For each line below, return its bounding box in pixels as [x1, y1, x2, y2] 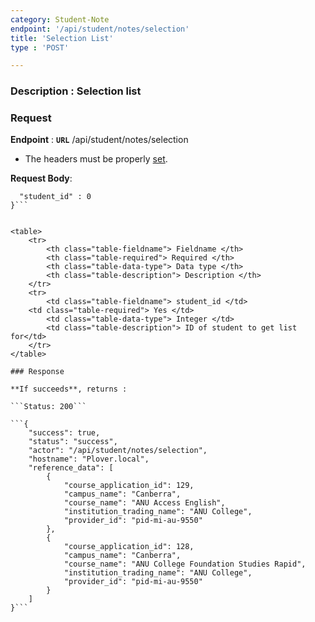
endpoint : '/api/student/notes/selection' [10, 24, 190, 34]
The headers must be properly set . [24, 153, 168, 165]
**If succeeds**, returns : [10, 384, 128, 395]
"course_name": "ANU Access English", [63, 498, 226, 508]
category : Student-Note [10, 14, 110, 25]
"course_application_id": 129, [63, 481, 195, 491]
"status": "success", [28, 437, 118, 447]
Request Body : [10, 172, 73, 185]
